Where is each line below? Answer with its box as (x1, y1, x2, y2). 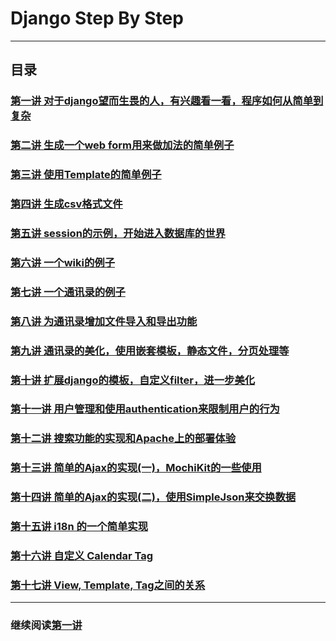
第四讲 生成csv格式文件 (10, 197, 123, 211)
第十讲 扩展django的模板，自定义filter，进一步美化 (10, 373, 256, 387)
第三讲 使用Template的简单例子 (10, 168, 162, 182)
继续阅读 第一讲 (10, 618, 83, 632)
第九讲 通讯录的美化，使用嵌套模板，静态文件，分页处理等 (10, 343, 290, 357)
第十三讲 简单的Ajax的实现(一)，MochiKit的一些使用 (10, 461, 262, 475)
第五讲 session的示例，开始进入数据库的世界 (10, 226, 226, 240)
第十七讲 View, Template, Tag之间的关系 (10, 578, 206, 592)
